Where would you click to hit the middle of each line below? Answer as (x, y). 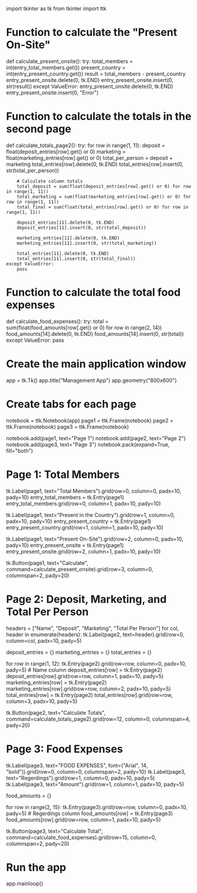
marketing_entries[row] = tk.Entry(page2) (57, 682)
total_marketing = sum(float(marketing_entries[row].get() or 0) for (104, 197)
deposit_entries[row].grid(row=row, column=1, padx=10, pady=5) (85, 676)
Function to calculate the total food (93, 292)
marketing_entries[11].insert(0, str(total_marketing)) (87, 243)
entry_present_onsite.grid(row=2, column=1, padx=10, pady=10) (83, 551)
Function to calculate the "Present (92, 32)
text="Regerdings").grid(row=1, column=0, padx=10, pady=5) (81, 778)
